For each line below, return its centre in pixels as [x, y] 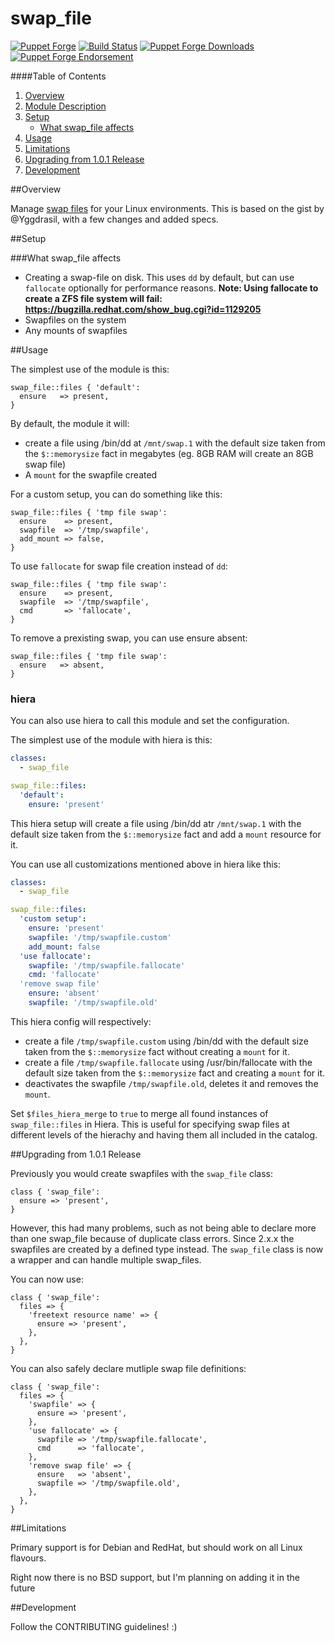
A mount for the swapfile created [91, 474]
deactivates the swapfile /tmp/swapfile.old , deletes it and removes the [171, 1083]
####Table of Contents [58, 76]
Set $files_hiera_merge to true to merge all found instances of [139, 1113]
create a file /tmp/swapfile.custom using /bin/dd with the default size [166, 1041]
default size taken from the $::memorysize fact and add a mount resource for [166, 834]
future [23, 1588]
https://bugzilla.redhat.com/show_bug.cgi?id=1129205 [143, 309]
